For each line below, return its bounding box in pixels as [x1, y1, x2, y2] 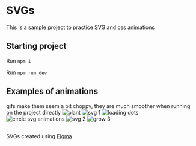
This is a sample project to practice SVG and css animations [6, 24, 155, 31]
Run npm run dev [6, 69, 47, 76]
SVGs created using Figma [6, 132, 72, 139]
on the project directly [6, 109, 61, 116]
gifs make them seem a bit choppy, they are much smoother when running [6, 102, 191, 109]
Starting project [6, 41, 67, 51]
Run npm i [6, 57, 31, 64]
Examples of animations [6, 86, 99, 97]
